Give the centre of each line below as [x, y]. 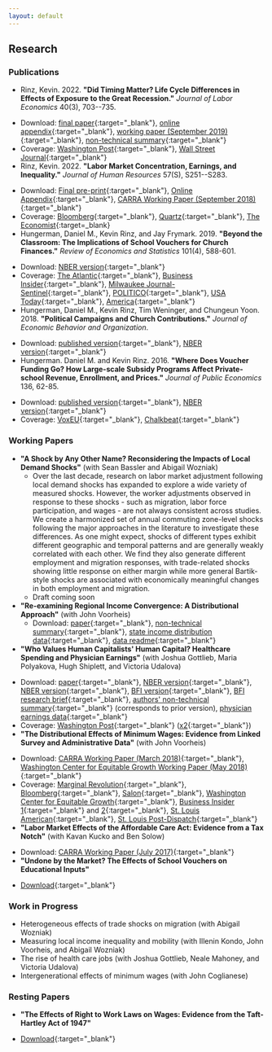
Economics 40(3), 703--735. [68, 107]
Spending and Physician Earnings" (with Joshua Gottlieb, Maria [129, 657]
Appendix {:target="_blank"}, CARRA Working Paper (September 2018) [138, 199]
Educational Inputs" [55, 869]
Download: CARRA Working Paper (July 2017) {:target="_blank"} [127, 852]
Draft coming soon [64, 597]
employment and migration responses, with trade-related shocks [141, 562]
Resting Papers [39, 997]
